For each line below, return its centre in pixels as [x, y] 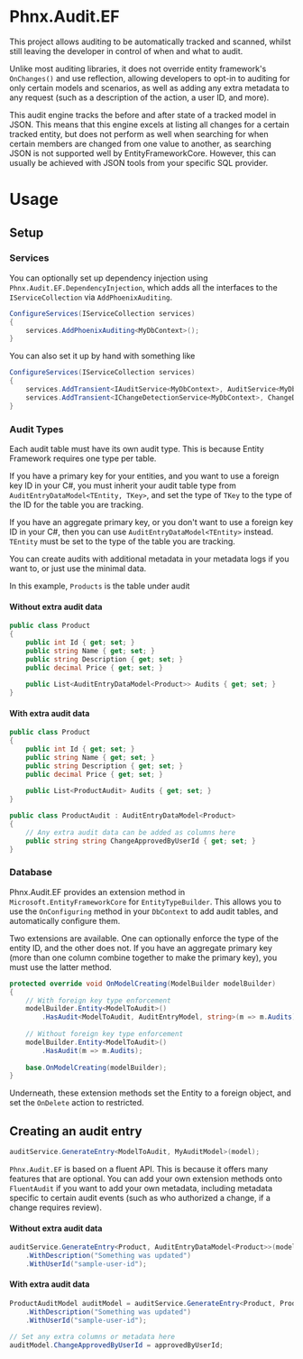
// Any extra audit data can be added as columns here [131, 832]
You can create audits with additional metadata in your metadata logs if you [149, 559]
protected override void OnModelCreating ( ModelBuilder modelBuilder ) [143, 984]
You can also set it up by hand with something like [102, 356]
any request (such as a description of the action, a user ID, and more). [139, 97]
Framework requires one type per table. [83, 458]
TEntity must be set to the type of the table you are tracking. [123, 541]
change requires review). [55, 1207]
